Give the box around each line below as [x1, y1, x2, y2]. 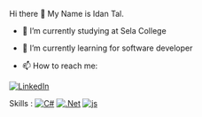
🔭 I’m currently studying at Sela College [21, 26, 167, 35]
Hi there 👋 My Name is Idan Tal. [9, 9, 124, 19]
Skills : [9, 98, 34, 108]
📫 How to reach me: [21, 60, 98, 71]
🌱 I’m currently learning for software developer [21, 43, 193, 53]
